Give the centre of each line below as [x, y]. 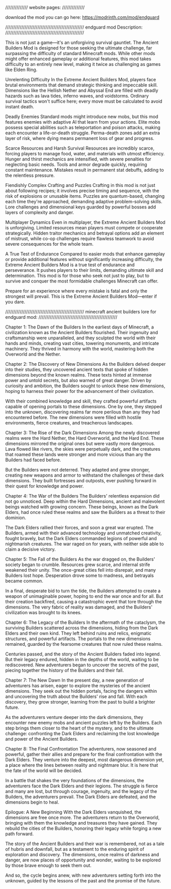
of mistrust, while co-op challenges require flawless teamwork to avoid [80, 239]
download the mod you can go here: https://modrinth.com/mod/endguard [82, 17]
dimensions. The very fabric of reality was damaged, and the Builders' [79, 607]
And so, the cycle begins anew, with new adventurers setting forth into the [83, 875]
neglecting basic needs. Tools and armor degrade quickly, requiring [76, 165]
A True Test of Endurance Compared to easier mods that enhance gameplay [85, 254]
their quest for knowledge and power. [45, 486]
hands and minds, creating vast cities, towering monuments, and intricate [82, 343]
